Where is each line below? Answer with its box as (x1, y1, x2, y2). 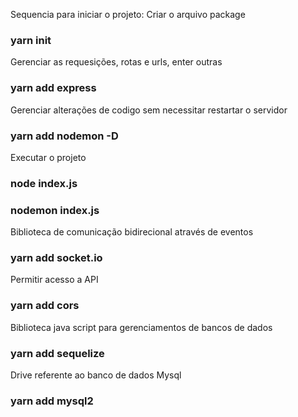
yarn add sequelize (10, 346, 105, 360)
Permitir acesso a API (10, 274, 99, 286)
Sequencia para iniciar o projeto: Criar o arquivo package (10, 9, 246, 20)
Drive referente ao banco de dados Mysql (10, 369, 182, 381)
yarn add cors (10, 299, 80, 313)
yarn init (10, 33, 52, 47)
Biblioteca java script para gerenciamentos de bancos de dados (10, 321, 273, 333)
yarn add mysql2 (10, 394, 94, 408)
